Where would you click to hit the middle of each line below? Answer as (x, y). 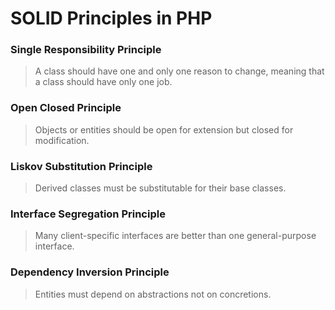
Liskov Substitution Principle (81, 166)
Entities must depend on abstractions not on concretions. (153, 294)
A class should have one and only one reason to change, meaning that (179, 71)
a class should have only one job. (103, 82)
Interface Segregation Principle (88, 214)
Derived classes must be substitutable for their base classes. (160, 188)
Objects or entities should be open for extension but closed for (164, 129)
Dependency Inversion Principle (90, 272)
